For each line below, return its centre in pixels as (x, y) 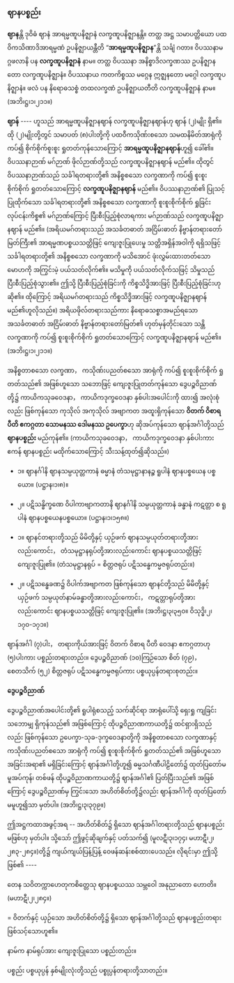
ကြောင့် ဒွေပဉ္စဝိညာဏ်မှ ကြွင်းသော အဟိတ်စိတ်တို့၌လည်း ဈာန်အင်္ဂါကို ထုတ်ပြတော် (117, 791)
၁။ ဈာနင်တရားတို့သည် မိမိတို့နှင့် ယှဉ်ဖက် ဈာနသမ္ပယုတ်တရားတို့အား (108, 538)
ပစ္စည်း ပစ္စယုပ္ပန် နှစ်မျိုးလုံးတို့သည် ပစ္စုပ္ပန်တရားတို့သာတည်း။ (87, 970)
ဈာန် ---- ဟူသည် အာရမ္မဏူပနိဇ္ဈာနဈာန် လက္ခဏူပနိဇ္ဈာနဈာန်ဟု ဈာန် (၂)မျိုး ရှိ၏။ (115, 121)
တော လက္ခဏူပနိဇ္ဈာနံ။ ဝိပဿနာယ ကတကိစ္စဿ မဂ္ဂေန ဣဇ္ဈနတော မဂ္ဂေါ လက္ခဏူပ (117, 75)
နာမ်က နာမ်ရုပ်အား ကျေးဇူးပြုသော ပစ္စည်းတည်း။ (72, 951)
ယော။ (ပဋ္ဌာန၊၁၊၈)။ (43, 485)
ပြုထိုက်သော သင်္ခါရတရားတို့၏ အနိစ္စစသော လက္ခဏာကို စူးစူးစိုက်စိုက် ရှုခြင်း (109, 202)
